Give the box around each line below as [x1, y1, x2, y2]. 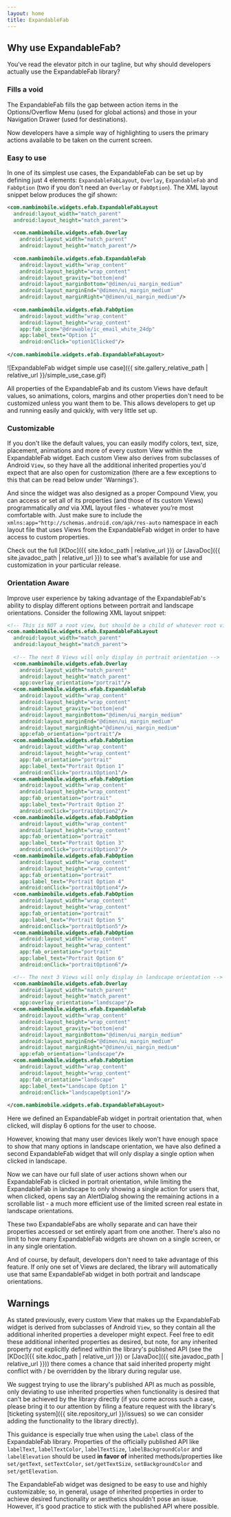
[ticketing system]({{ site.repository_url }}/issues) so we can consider [7, 1410, 204, 1418]
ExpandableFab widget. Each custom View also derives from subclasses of [7, 454, 220, 462]
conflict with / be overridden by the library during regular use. [7, 1367, 182, 1375]
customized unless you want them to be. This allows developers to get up [7, 399, 216, 407]
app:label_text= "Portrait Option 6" [19, 955, 125, 962]
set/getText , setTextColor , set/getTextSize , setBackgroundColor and [7, 1459, 203, 1467]
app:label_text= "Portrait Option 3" [19, 840, 125, 847]
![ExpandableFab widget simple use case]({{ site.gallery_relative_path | [7, 363, 208, 372]
